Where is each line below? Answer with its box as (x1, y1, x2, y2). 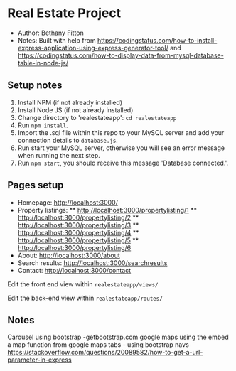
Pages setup (7, 179, 64, 191)
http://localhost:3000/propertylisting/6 (17, 243, 132, 252)
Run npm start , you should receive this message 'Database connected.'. (17, 158, 229, 167)
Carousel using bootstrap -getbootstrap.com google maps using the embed (7, 333, 229, 342)
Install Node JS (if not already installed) (17, 105, 134, 114)
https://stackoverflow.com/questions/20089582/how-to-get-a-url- (7, 348, 203, 357)
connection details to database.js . (17, 136, 119, 144)
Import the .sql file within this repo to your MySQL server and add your (17, 128, 225, 136)
